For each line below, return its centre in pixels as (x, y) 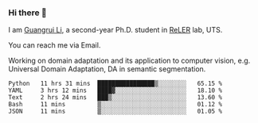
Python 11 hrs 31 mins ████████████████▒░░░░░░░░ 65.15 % (115, 84)
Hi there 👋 (28, 13)
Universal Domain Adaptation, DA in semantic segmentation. (107, 69)
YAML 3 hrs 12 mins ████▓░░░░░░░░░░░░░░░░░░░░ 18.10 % (115, 90)
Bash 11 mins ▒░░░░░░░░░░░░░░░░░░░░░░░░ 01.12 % (115, 105)
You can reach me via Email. (55, 45)
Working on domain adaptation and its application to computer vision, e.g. (129, 61)
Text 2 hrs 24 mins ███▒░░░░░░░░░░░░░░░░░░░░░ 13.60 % (115, 98)
